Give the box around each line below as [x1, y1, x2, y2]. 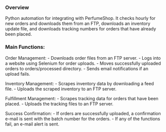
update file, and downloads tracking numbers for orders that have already [5, 26, 157, 32]
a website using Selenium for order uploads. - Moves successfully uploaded [5, 60, 161, 66]
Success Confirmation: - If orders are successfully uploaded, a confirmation [5, 110, 161, 116]
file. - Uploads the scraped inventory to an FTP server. [5, 86, 117, 92]
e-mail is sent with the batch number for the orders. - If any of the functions [5, 116, 161, 122]
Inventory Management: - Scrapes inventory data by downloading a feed [5, 80, 154, 86]
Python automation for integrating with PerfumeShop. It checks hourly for [5, 15, 156, 21]
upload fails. [5, 71, 31, 77]
